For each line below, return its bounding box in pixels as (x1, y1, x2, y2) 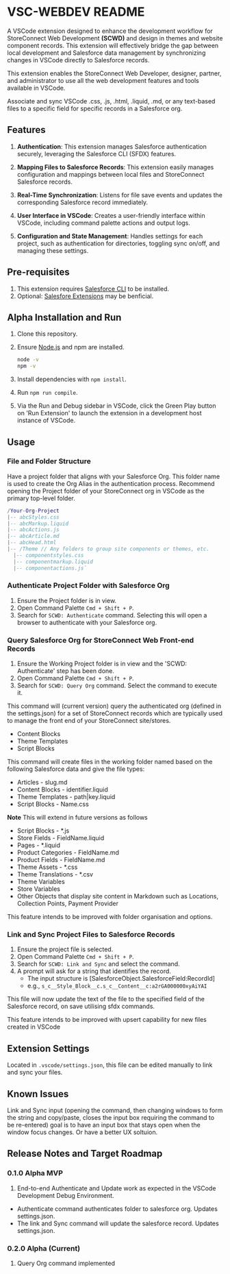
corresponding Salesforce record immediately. (16, 198, 149, 206)
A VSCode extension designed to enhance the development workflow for (7, 27, 214, 35)
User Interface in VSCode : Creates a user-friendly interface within (16, 211, 205, 219)
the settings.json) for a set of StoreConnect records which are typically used (7, 709, 223, 718)
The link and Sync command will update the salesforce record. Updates (16, 1219, 219, 1227)
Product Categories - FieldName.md (16, 848, 120, 857)
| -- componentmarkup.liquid (13, 558, 94, 565)
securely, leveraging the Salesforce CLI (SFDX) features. (16, 149, 177, 158)
